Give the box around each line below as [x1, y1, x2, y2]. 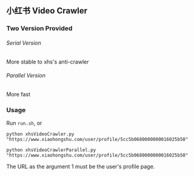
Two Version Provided [6, 24, 73, 33]
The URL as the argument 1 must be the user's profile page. [6, 163, 155, 171]
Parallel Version [6, 72, 46, 79]
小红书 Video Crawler [6, 5, 88, 16]
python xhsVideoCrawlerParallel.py [6, 147, 96, 153]
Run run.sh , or [6, 120, 42, 127]
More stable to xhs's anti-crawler [6, 58, 89, 65]
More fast [6, 90, 30, 98]
